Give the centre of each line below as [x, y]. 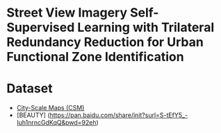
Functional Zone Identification [96, 57]
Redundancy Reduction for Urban [105, 42]
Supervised [41, 27]
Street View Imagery [67, 13]
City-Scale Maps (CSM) [50, 108]
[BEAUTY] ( [33, 115]
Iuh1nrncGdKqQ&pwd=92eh [56, 123]
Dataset [30, 89]
